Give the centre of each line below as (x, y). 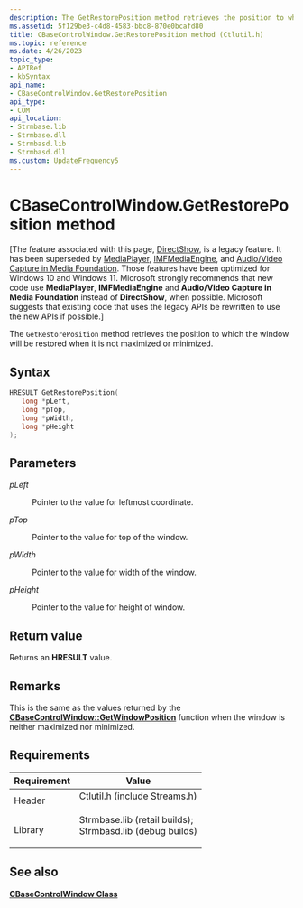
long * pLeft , (46, 402)
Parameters (43, 463)
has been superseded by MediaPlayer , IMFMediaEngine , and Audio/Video (146, 259)
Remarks (35, 686)
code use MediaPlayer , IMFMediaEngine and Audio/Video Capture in (141, 288)
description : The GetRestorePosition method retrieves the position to (147, 18)
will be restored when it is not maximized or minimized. (111, 343)
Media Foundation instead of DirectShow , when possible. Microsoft (136, 297)
